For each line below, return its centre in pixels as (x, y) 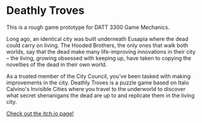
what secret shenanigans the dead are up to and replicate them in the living (101, 95)
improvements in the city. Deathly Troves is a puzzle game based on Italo (98, 83)
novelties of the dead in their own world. (57, 65)
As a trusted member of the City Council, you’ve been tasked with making (99, 76)
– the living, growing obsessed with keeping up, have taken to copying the (99, 58)
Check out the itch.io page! (40, 113)
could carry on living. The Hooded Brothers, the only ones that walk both (97, 45)
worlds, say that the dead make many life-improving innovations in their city (101, 51)
